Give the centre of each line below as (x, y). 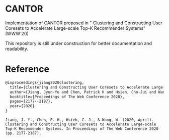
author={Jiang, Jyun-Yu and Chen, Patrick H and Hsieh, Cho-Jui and (83, 92)
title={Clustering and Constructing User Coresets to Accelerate (80, 87)
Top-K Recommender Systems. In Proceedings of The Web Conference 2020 (82, 129)
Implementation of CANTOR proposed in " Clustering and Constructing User (84, 23)
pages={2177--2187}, (31, 102)
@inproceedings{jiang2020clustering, (45, 82)
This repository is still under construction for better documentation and (79, 43)
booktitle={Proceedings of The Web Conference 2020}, (67, 97)
